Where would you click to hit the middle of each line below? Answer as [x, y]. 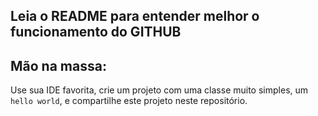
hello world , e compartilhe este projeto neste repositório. [129, 101]
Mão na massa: [58, 65]
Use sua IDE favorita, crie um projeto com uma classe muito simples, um [159, 90]
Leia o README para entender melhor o [135, 16]
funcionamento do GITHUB [96, 32]
